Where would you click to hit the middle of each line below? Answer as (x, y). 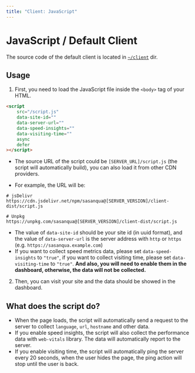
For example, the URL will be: (50, 185)
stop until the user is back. (47, 364)
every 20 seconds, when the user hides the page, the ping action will (98, 358)
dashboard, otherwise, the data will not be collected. (80, 270)
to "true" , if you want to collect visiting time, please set (104, 258)
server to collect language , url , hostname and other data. (82, 327)
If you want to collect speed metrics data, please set (78, 251)
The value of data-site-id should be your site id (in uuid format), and (98, 233)
